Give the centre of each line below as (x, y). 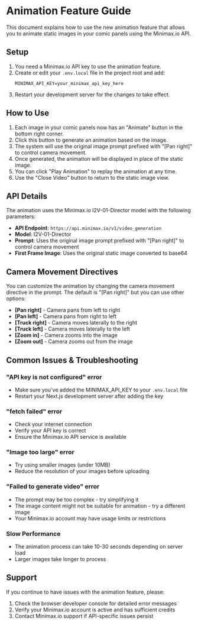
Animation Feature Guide (69, 11)
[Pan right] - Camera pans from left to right (67, 310)
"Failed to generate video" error (53, 487)
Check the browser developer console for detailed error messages (96, 603)
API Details (27, 196)
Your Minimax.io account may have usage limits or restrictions (90, 518)
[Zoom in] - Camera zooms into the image (66, 335)
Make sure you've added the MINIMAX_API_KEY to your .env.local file (101, 390)
